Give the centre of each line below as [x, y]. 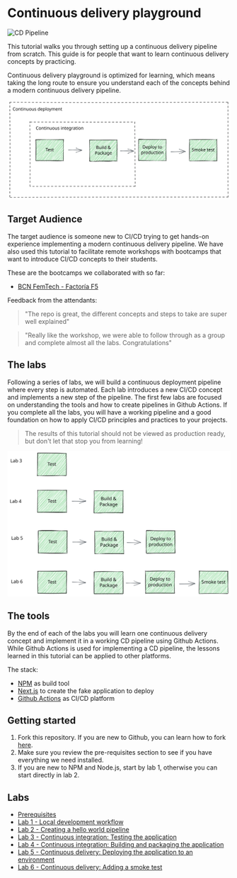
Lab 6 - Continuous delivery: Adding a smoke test [90, 867]
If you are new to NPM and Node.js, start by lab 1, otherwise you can [117, 767]
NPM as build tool [43, 683]
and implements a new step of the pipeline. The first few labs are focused [115, 397]
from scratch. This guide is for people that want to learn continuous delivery [118, 54]
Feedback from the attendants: [52, 300]
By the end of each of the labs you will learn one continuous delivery [107, 633]
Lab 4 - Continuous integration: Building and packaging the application [121, 845]
